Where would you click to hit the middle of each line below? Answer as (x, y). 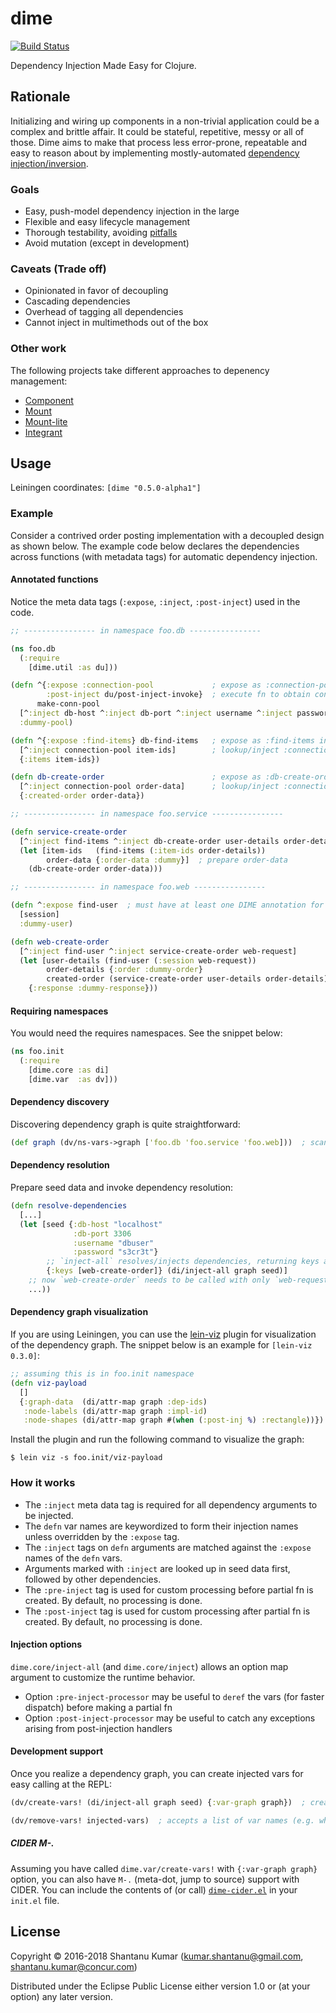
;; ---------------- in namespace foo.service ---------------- (147, 814)
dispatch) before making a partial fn (98, 1707)
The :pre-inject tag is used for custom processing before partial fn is (169, 1589)
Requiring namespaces (59, 1011)
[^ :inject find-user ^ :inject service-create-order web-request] (158, 951)
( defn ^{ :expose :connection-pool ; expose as (136, 685)
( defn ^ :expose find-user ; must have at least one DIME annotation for (167, 905)
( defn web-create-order (60, 942)
